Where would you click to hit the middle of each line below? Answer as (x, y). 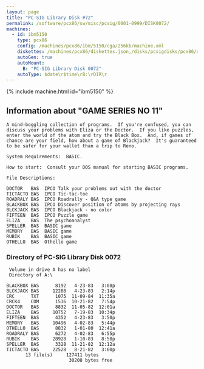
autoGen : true (35, 57)
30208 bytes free (91, 360)
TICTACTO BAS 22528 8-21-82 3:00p (61, 350)
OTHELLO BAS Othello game (42, 242)
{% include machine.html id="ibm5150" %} (60, 91)
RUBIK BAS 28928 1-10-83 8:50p (61, 339)
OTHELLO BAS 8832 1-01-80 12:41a (61, 329)
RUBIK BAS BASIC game (39, 237)
